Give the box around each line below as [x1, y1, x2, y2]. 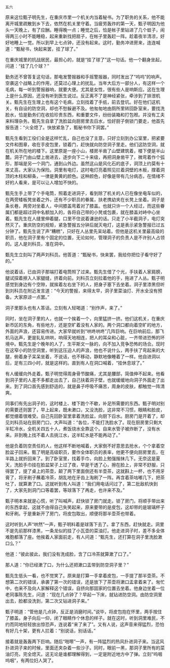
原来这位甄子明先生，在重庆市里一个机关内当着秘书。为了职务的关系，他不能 [5, 14, 165, 20]
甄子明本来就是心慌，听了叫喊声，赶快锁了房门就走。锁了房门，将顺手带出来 [5, 498, 165, 504]
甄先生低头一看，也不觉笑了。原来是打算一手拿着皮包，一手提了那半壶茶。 [5, 573, 160, 578]
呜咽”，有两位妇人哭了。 [5, 657, 57, 663]
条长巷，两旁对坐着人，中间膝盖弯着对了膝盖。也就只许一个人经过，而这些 [5, 203, 160, 209]
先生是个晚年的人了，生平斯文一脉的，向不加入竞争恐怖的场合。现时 [22, 341, 165, 347]
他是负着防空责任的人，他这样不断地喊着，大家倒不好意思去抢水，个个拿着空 [5, 443, 165, 449]
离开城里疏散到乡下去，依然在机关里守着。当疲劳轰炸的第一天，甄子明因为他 [5, 21, 165, 26]
